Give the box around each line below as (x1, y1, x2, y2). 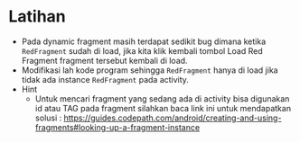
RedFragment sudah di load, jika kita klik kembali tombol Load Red (21, 45, 263, 56)
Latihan (8, 6, 67, 27)
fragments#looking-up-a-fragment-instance (34, 121, 201, 132)
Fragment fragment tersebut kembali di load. (21, 55, 188, 66)
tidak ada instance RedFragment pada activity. (21, 74, 189, 84)
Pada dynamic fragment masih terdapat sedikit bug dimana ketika (21, 36, 267, 47)
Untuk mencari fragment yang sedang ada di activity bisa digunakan (34, 93, 290, 104)
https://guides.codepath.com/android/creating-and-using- (63, 112, 282, 123)
